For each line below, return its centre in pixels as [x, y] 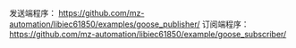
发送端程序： [33, 13]
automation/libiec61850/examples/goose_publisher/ [105, 24]
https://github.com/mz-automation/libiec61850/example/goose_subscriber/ [148, 34]
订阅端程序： [225, 24]
